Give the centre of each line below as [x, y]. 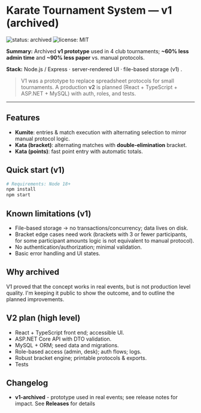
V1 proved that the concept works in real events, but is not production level [98, 286]
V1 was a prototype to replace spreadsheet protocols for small [98, 81]
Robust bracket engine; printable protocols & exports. [81, 358]
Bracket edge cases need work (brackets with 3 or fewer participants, [101, 234]
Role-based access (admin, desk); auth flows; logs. [78, 351]
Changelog [27, 383]
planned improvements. [35, 299]
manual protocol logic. [42, 139]
